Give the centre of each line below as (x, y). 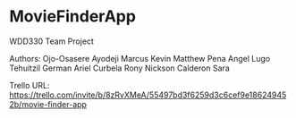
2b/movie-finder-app (48, 104)
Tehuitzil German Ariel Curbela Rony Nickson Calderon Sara (119, 68)
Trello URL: (30, 85)
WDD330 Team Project (51, 41)
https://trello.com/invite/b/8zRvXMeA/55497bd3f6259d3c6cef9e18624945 (148, 95)
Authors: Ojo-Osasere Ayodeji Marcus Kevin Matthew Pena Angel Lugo (140, 58)
